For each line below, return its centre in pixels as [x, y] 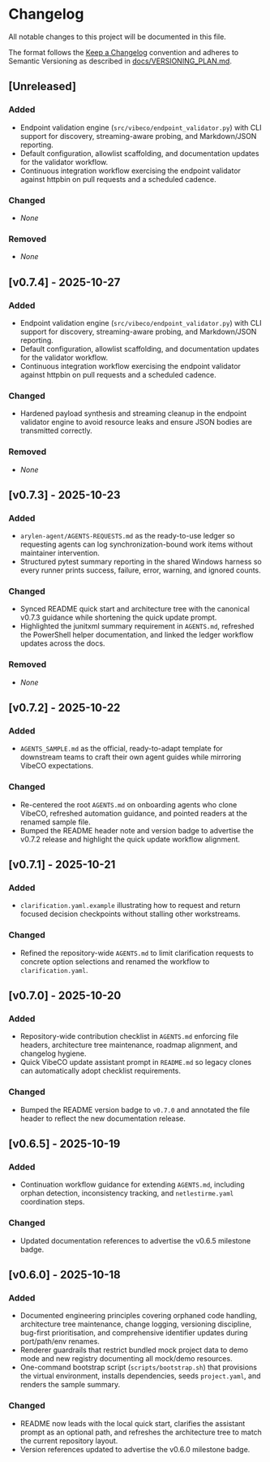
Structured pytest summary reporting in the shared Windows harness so [141, 562]
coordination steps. [52, 1202]
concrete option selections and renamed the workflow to [115, 961]
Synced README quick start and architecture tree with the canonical [135, 609]
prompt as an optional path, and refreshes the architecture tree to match [141, 1432]
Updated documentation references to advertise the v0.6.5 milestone [135, 1240]
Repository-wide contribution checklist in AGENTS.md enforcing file [129, 1036]
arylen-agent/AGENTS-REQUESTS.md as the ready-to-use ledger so [127, 536]
